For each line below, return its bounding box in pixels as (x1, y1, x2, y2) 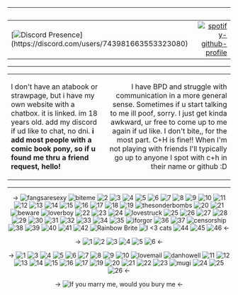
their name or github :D (151, 162, 227, 171)
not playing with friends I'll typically (109, 144, 227, 153)
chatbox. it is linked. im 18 (11, 108, 98, 118)
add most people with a (11, 135, 92, 145)
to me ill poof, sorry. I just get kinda (110, 108, 227, 118)
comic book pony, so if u (11, 144, 96, 153)
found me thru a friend (11, 152, 89, 162)
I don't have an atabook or (11, 82, 98, 91)
